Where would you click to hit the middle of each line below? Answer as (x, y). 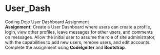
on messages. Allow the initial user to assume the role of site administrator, (80, 37)
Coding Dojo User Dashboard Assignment (47, 22)
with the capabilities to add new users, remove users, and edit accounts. (78, 42)
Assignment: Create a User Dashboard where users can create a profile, (78, 27)
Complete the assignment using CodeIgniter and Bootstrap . (66, 47)
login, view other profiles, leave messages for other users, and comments (79, 32)
